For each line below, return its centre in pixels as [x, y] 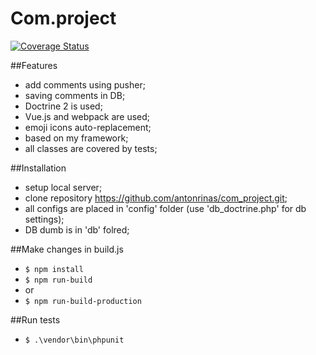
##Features [34, 65]
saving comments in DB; [75, 95]
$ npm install [54, 269]
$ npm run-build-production [83, 301]
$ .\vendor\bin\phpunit [74, 340]
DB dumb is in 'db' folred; [77, 229]
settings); [44, 219]
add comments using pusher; [85, 84]
